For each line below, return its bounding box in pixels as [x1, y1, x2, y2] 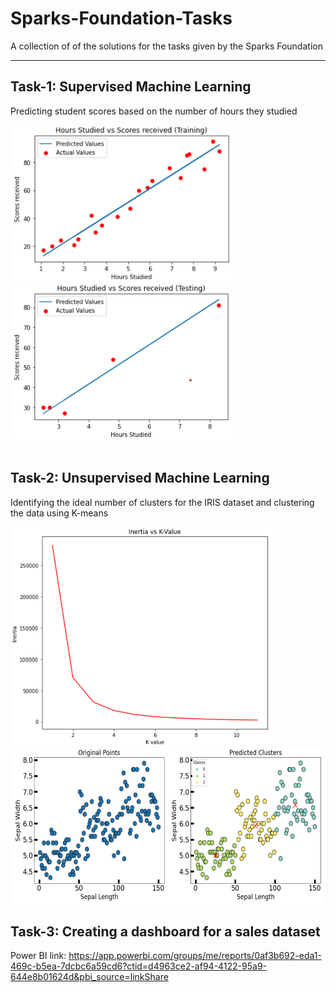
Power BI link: [10, 950, 67, 962]
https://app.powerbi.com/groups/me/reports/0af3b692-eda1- [68, 950, 322, 962]
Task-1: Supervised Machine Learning [10, 78, 252, 96]
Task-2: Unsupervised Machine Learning [10, 470, 270, 487]
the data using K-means [10, 507, 109, 519]
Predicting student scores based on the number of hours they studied [10, 105, 298, 117]
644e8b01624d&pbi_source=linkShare [10, 971, 169, 983]
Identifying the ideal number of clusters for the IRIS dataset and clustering [10, 496, 315, 508]
